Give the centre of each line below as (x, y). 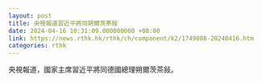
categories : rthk (37, 46)
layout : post (30, 16)
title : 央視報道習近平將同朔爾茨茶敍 (63, 23)
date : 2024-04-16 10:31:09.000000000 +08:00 (84, 31)
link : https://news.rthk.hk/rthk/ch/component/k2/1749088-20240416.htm (131, 38)
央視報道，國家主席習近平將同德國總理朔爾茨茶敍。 (93, 70)
